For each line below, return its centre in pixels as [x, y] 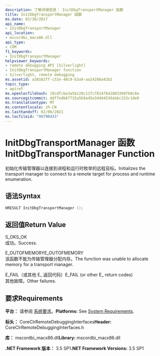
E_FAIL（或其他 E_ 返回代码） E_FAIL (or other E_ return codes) [69, 275]
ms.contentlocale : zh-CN [31, 107]
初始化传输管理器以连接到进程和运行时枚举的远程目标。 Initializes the [76, 168]
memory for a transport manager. [39, 265]
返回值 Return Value [36, 224]
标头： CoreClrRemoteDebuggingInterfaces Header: [58, 322]
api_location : [20, 33]
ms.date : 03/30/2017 [27, 19]
